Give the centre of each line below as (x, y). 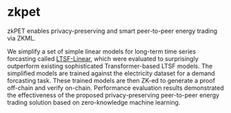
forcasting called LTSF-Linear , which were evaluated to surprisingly (103, 58)
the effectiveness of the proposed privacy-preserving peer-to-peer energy (113, 95)
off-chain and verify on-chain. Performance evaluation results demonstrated (115, 88)
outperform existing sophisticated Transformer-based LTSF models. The (110, 66)
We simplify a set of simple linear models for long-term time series (102, 51)
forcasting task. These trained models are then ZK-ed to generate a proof (111, 80)
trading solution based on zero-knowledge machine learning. (94, 102)
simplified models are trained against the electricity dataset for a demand (111, 73)
